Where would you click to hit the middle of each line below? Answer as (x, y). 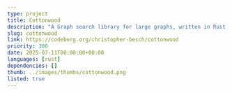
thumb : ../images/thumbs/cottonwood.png (67, 72)
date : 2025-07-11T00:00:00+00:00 (56, 53)
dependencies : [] (32, 66)
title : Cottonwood (34, 20)
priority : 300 (28, 46)
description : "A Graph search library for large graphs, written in (109, 27)
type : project (28, 14)
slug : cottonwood (32, 33)
